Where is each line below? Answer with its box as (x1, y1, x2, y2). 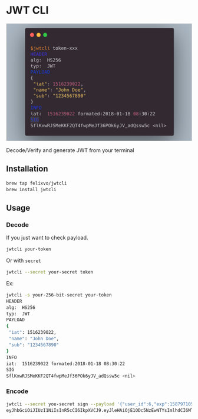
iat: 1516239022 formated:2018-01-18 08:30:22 (6, 360, 126, 367)
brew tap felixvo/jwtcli (6, 180, 67, 186)
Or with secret (6, 257, 41, 264)
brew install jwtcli (6, 186, 57, 192)
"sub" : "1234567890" (8, 341, 60, 348)
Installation (6, 164, 48, 174)
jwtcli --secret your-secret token (6, 269, 94, 275)
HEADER (6, 298, 22, 304)
